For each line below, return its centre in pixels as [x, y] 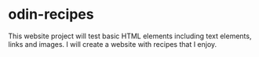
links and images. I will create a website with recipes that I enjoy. [113, 44]
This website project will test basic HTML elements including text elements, [130, 36]
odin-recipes [51, 14]
